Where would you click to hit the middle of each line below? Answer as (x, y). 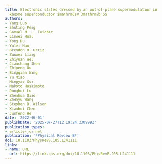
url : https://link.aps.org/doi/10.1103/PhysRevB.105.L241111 (73, 154)
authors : (14, 18)
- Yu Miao (15, 77)
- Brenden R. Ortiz (25, 50)
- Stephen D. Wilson (26, 104)
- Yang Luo (16, 23)
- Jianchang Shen (23, 64)
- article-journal (24, 131)
